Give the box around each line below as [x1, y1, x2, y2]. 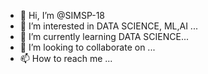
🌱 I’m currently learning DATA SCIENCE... [19, 31, 190, 42]
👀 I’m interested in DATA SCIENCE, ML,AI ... [19, 20, 198, 32]
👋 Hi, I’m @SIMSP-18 [19, 10, 105, 21]
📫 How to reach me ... [19, 53, 113, 64]
